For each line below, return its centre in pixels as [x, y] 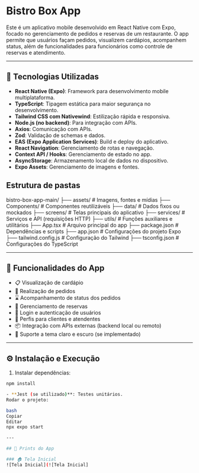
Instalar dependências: [43, 373]
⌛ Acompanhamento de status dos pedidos [68, 298]
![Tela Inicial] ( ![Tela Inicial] [47, 465]
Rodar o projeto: [28, 400]
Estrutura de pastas [43, 185]
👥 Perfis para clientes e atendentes [57, 319]
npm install [21, 384]
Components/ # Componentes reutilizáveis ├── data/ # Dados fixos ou [93, 206]
